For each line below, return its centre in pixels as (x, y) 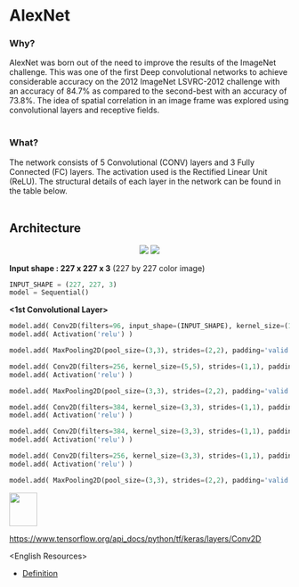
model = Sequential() (49, 293)
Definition (40, 573)
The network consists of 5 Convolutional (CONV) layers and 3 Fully (132, 162)
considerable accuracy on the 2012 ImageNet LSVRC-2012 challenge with (145, 82)
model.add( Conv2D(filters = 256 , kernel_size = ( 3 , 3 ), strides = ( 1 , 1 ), (137, 456)
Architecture (45, 228)
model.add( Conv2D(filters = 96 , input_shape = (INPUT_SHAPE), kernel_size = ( (149, 327)
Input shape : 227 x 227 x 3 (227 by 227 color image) (107, 268)
